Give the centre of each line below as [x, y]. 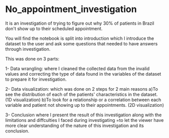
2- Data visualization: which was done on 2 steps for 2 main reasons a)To [81, 89]
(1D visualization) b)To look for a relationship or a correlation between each [83, 100]
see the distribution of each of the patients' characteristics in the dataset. [81, 94]
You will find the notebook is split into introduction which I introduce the [80, 38]
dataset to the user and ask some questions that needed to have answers [81, 43]
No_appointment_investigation [71, 9]
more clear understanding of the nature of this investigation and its [75, 125]
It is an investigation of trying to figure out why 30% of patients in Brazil [80, 23]
